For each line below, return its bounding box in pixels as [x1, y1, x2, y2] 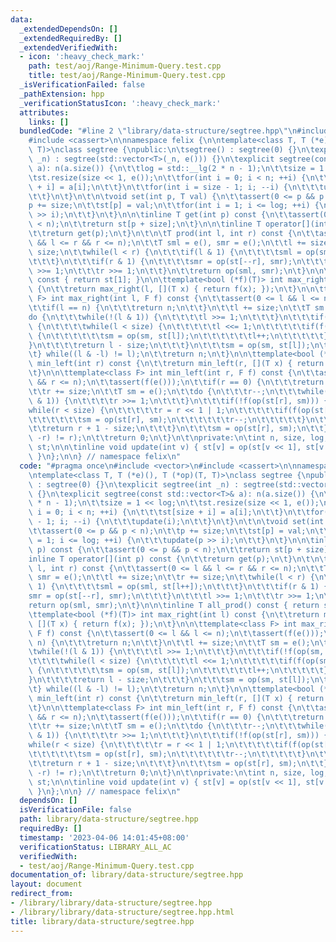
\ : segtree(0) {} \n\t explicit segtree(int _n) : [28, 479, 240, 490]
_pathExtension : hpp [19, 89, 105, 99]
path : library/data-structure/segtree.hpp [19, 814, 199, 825]
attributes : [19, 107, 70, 118]
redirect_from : [10, 889, 74, 899]
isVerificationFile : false [19, 805, 132, 815]
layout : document [10, 879, 83, 890]
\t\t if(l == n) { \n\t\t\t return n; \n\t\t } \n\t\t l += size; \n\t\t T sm [28, 303, 325, 313]
